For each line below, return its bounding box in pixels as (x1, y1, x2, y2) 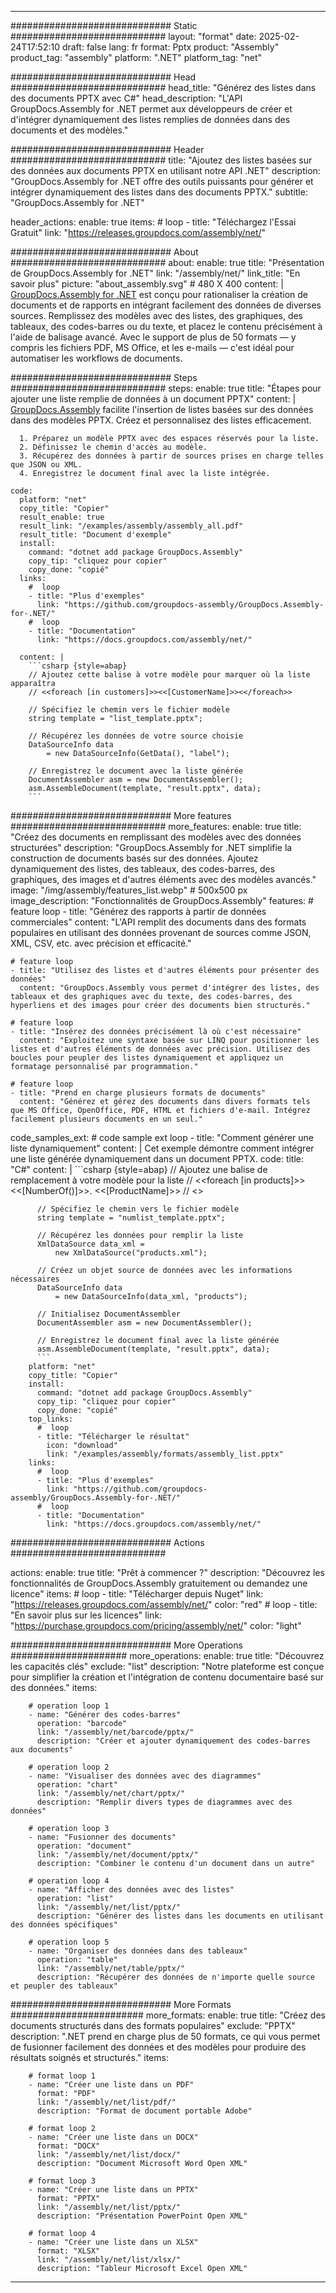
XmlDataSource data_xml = (36, 1239, 145, 1249)
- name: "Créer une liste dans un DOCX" (28, 2132, 199, 2142)
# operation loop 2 (28, 1762, 110, 1772)
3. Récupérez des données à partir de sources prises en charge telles (19, 451, 325, 461)
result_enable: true (19, 512, 105, 522)
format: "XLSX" (36, 2246, 101, 2256)
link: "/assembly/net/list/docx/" (36, 2150, 182, 2160)
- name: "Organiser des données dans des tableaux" (28, 1946, 248, 1956)
